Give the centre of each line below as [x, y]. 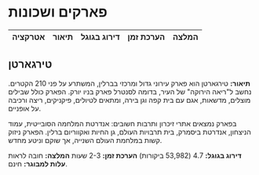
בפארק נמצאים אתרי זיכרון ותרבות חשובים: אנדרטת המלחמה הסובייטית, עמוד [122, 123]
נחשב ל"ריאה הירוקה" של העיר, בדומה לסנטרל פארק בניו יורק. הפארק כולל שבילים [130, 91]
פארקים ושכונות [58, 12]
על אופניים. [25, 108]
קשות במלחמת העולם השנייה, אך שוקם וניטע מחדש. [85, 140]
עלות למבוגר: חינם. [38, 163]
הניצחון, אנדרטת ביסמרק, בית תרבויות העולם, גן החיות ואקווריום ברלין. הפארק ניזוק [129, 132]
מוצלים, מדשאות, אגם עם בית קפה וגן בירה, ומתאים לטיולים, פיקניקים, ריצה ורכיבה [129, 100]
